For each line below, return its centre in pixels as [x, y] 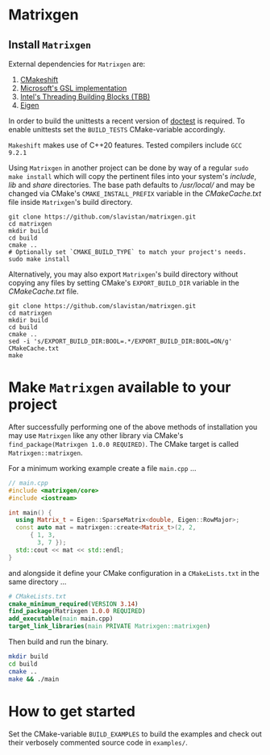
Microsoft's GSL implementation [73, 88]
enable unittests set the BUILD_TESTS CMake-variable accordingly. [117, 129]
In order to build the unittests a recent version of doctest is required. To [127, 121]
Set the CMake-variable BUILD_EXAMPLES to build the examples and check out [135, 734]
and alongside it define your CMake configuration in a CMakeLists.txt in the [134, 573]
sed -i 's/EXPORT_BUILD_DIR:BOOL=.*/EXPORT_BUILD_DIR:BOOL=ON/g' [120, 341]
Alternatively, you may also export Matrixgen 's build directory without [123, 274]
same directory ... [37, 582]
